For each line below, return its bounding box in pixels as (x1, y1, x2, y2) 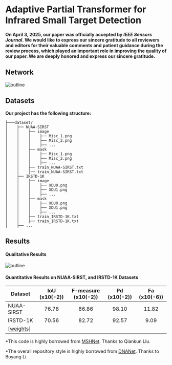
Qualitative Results (5, 251, 47, 257)
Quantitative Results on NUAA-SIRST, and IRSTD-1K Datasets (5, 274, 138, 280)
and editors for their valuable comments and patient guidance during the (5, 42, 163, 48)
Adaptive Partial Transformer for (5, 4, 146, 15)
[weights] (8, 325, 31, 332)
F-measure (71, 287, 100, 294)
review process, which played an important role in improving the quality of (5, 48, 167, 54)
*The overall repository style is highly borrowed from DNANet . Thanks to (5, 348, 160, 354)
